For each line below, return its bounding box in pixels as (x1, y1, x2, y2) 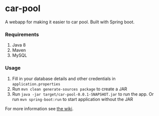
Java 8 (12, 42, 26, 48)
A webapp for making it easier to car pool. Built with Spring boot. (5, 19, 135, 25)
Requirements (5, 31, 39, 38)
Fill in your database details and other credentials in (12, 76, 116, 82)
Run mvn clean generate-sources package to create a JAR (12, 86, 127, 92)
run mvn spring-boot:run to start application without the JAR (12, 96, 133, 102)
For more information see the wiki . (5, 105, 74, 112)
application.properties (12, 82, 61, 86)
